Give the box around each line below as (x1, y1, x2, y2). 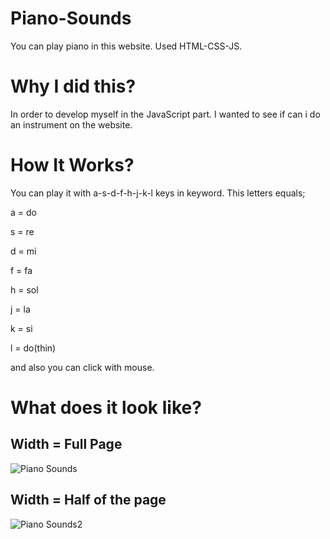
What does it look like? (10, 397, 202, 419)
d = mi (10, 245, 37, 257)
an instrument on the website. (10, 118, 133, 131)
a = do (10, 206, 37, 218)
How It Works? (10, 154, 135, 177)
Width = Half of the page (10, 492, 167, 509)
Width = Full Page (10, 436, 123, 453)
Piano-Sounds (10, 7, 132, 30)
